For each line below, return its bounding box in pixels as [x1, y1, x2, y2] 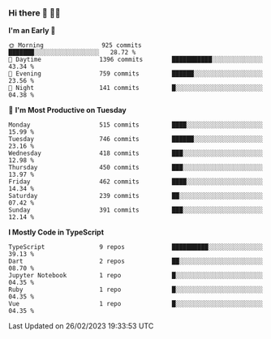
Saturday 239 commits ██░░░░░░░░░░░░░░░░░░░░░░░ [8, 192, 264, 200]
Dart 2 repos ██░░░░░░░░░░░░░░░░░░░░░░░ [8, 257, 264, 266]
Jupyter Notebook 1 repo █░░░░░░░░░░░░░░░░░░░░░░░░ [8, 272, 264, 280]
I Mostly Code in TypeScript [8, 227, 104, 238]
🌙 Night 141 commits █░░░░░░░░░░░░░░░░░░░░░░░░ [8, 84, 264, 92]
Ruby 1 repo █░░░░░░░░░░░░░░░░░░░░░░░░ [8, 285, 264, 294]
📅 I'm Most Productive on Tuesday [8, 105, 127, 115]
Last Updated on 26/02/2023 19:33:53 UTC [8, 321, 154, 331]
